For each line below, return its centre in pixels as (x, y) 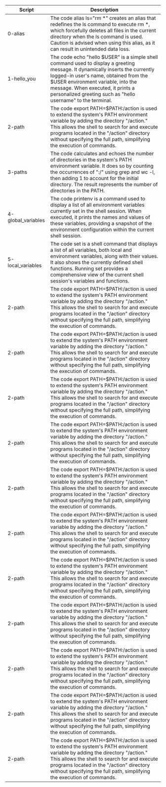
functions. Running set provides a (89, 268)
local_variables (25, 265)
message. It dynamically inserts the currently (102, 69)
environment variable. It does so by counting (102, 166)
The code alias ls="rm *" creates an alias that (103, 18)
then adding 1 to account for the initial (94, 178)
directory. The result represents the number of (104, 184)
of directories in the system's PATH (91, 160)
